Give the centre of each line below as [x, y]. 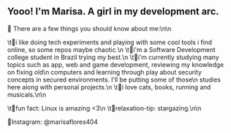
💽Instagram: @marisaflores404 [53, 122]
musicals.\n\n [27, 94]
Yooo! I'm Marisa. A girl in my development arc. [113, 12]
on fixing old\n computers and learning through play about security [105, 72]
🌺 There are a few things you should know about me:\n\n [89, 28]
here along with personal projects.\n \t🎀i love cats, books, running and [109, 87]
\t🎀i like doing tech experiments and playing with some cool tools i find [110, 42]
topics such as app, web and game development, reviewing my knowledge [115, 64]
